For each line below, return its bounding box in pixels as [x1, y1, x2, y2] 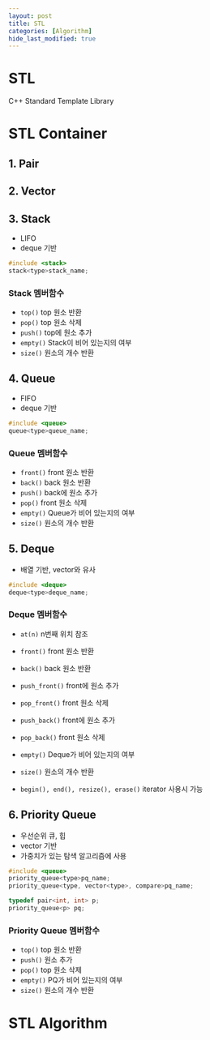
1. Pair [8, 156, 40, 170]
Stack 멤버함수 [8, 287, 65, 298]
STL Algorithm [8, 1014, 108, 1033]
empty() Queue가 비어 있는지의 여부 [19, 507, 135, 517]
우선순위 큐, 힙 [19, 830, 66, 840]
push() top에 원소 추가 [19, 327, 92, 337]
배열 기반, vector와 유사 [19, 564, 96, 574]
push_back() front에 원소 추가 [19, 715, 116, 725]
